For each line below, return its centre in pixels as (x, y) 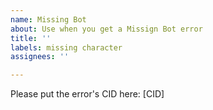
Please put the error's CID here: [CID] (87, 94)
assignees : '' (40, 57)
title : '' (31, 38)
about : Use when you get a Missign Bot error (106, 29)
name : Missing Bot (48, 19)
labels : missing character (66, 47)
